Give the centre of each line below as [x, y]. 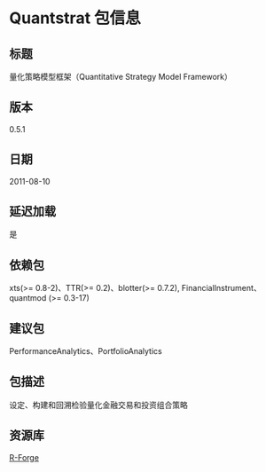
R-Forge [24, 457]
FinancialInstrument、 [221, 288]
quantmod [28, 298]
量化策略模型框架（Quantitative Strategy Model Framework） [121, 77]
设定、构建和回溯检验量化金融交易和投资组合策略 [98, 405]
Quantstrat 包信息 [75, 18]
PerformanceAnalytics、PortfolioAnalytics [86, 351]
